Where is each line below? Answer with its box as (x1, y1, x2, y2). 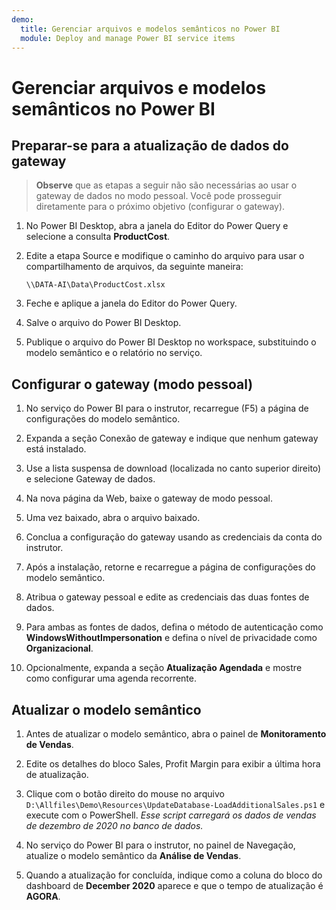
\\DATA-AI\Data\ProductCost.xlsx (25, 280, 166, 290)
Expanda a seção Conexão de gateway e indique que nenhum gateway (25, 432, 319, 445)
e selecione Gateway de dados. (25, 473, 156, 485)
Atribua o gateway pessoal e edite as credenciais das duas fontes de (25, 591, 310, 603)
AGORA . (25, 891, 61, 902)
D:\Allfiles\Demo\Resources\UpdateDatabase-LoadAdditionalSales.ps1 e (25, 799, 326, 810)
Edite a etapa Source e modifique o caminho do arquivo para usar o (25, 250, 305, 262)
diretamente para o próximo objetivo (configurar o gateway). (35, 201, 286, 213)
